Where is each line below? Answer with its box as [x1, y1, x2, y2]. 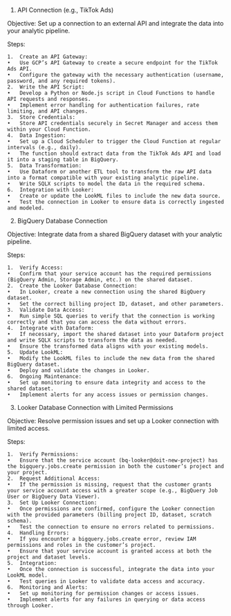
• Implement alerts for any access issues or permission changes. [7, 391, 209, 398]
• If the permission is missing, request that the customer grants [7, 481, 212, 488]
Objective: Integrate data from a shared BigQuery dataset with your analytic [7, 230, 223, 238]
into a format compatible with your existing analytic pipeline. [7, 174, 199, 181]
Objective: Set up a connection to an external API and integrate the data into [7, 19, 224, 27]
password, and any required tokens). [7, 77, 116, 84]
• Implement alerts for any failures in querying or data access [7, 596, 206, 603]
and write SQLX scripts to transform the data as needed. [7, 337, 178, 344]
